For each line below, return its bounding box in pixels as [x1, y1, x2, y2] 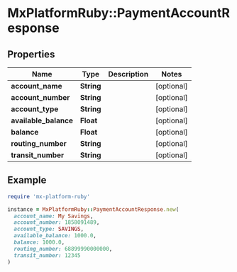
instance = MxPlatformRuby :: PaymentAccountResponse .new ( [7, 205, 180, 213]
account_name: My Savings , [13, 212, 94, 220]
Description [108, 69, 149, 79]
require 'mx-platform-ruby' [7, 193, 91, 200]
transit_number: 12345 [13, 251, 81, 259]
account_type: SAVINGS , [13, 225, 84, 233]
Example [7, 174, 47, 186]
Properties [7, 48, 55, 60]
